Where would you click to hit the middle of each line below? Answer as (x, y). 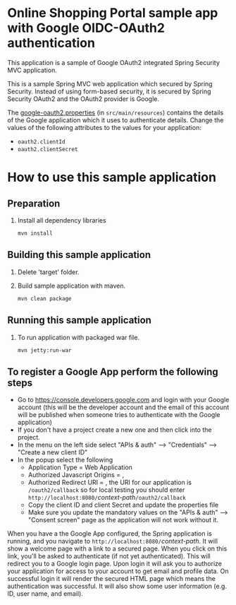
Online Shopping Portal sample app (113, 13)
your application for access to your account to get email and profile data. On (118, 571)
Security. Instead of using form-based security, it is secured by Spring (109, 91)
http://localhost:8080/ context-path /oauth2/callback (107, 498)
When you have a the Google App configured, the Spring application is (110, 534)
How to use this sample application (112, 177)
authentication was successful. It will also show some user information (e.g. (117, 586)
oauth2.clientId (41, 142)
